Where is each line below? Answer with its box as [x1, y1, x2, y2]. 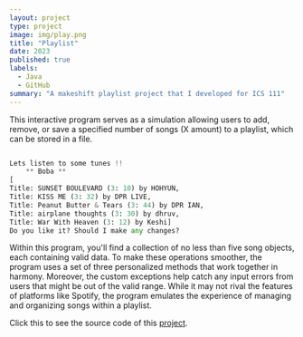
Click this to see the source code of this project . [9, 318, 188, 329]
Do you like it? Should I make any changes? [9, 226, 180, 236]
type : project [9, 22, 63, 31]
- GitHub [17, 81, 51, 90]
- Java [17, 72, 43, 82]
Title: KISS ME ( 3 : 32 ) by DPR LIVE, [9, 192, 152, 201]
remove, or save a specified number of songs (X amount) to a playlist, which [9, 123, 294, 134]
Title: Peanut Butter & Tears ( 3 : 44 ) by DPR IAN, [9, 200, 204, 209]
